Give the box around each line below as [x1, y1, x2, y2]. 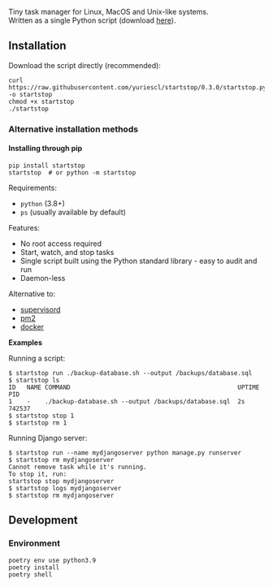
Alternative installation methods [8, 123, 139, 135]
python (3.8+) [19, 198, 65, 208]
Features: [8, 222, 41, 232]
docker [19, 322, 45, 331]
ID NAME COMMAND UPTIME [8, 383, 260, 391]
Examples [8, 337, 43, 347]
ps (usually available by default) [19, 207, 126, 217]
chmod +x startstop [8, 97, 75, 106]
